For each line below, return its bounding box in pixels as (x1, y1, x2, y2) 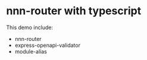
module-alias (14, 48, 48, 55)
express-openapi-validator (14, 42, 80, 49)
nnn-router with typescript (6, 4, 142, 18)
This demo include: (6, 24, 54, 31)
